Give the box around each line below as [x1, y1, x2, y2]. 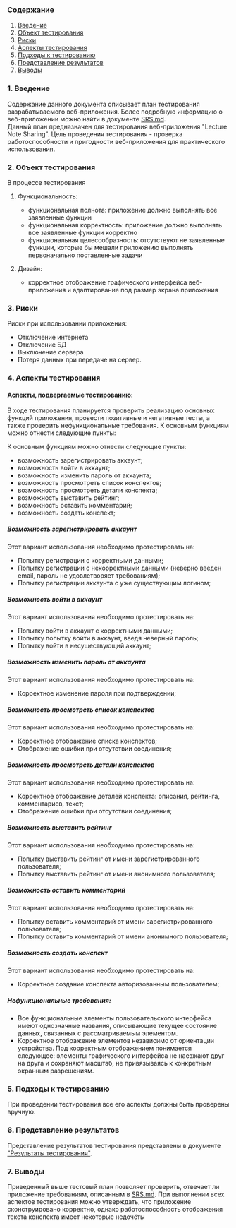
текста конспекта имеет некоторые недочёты [7, 1212, 146, 1221]
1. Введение [7, 83, 51, 93]
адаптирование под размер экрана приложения [73, 285, 218, 294]
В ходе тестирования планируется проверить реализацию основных [7, 406, 215, 415]
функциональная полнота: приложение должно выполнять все [27, 205, 218, 214]
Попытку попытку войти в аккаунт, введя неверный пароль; [17, 634, 199, 643]
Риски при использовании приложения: [7, 319, 128, 328]
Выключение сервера [17, 348, 84, 357]
